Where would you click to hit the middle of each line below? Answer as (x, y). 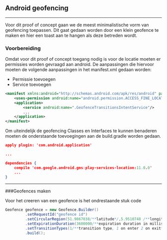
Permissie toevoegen (34, 80)
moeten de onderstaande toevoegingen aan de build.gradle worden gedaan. (83, 136)
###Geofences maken (28, 191)
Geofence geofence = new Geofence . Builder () (52, 210)
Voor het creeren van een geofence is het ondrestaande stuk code (73, 201)
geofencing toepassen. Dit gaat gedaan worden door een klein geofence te (82, 30)
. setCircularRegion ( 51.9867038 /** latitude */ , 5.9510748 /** (87, 219)
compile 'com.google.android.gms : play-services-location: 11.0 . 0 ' (83, 168)
